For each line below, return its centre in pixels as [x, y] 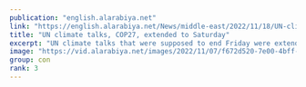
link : [20, 26]
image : [22, 52]
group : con [30, 60]
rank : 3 [24, 69]
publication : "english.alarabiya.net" [83, 18]
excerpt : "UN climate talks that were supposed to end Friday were [140, 43]
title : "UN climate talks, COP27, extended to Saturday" [120, 34]
